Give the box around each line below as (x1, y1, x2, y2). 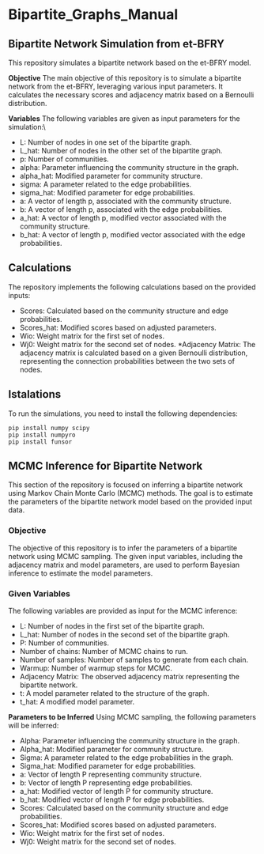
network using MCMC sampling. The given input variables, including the (8, 551, 243, 561)
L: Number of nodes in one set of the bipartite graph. (19, 138, 192, 147)
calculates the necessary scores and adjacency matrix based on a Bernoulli (8, 90, 255, 100)
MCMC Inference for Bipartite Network (8, 459, 203, 473)
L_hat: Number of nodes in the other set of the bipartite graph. (19, 146, 223, 155)
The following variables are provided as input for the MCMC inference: (8, 606, 238, 616)
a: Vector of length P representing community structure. (19, 769, 202, 780)
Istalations (8, 387, 62, 401)
